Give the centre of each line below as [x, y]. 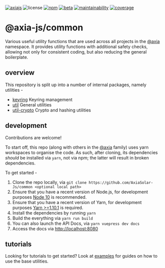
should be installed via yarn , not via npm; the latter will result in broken [77, 158]
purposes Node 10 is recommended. [49, 197]
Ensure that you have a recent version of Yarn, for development [77, 202]
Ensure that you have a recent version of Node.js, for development [80, 192]
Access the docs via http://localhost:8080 [55, 228]
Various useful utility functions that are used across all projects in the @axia [82, 41]
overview [20, 73]
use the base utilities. [27, 261]
